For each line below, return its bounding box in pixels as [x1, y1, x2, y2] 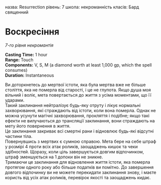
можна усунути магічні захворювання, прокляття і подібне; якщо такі [5, 113, 150, 118]
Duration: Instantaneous [5, 72, 54, 78]
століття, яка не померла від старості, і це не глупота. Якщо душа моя [5, 87, 151, 93]
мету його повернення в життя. [5, 123, 71, 129]
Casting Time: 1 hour [5, 51, 48, 57]
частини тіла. [5, 133, 33, 139]
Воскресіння [5, 26, 59, 37]
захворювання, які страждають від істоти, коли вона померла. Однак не [5, 107, 156, 113]
